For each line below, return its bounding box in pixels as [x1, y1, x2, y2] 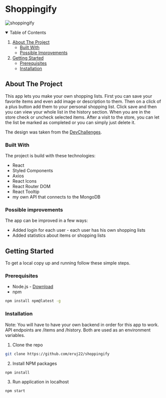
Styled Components [12, 168, 54, 174]
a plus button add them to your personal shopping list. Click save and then [5, 103, 157, 110]
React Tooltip [12, 189, 40, 195]
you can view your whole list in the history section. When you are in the [5, 109, 151, 115]
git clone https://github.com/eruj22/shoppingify [5, 351, 110, 356]
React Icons [12, 178, 37, 184]
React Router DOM [12, 184, 51, 190]
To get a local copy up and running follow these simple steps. [5, 260, 130, 266]
